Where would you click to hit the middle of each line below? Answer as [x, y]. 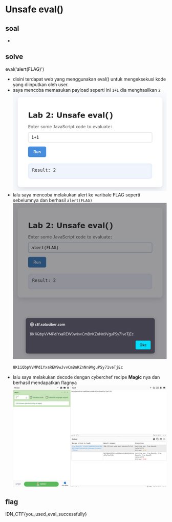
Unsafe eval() [35, 9]
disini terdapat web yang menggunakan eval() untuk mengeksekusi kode [89, 79]
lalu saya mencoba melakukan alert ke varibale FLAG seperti [77, 195]
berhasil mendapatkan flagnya [45, 383]
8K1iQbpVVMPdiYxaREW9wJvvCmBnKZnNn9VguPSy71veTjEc [68, 367]
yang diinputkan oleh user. [41, 84]
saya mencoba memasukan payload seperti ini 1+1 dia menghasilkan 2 [87, 90]
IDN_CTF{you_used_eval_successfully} [46, 514]
